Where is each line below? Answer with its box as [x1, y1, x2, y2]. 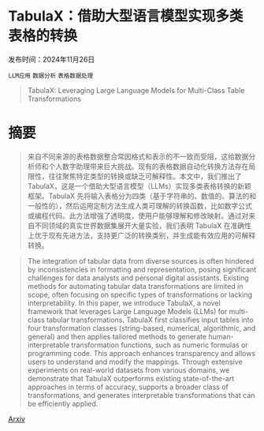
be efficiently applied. [27, 399, 99, 408]
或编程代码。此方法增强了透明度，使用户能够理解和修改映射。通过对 [27, 211, 249, 220]
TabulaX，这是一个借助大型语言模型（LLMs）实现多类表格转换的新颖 [27, 181, 252, 190]
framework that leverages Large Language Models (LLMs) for [27, 306, 228, 316]
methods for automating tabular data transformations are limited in [27, 281, 244, 290]
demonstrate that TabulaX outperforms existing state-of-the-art [27, 373, 235, 383]
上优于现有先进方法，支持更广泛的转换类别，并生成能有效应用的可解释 [27, 230, 256, 240]
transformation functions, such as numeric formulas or [70, 340, 248, 350]
